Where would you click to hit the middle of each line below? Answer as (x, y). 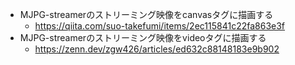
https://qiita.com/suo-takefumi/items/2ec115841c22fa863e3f (160, 26)
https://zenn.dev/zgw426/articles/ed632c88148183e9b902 (157, 49)
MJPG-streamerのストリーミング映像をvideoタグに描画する (143, 37)
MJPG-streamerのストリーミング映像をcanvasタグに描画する (146, 14)
